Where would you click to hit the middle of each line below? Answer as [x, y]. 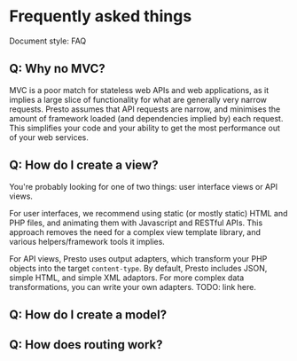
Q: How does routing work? [86, 345]
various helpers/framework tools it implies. [87, 241]
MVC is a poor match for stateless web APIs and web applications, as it [139, 90]
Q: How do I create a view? [84, 165]
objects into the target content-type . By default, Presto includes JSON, [138, 268]
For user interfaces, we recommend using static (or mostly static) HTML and [148, 213]
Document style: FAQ [48, 41]
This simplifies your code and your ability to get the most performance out [145, 128]
